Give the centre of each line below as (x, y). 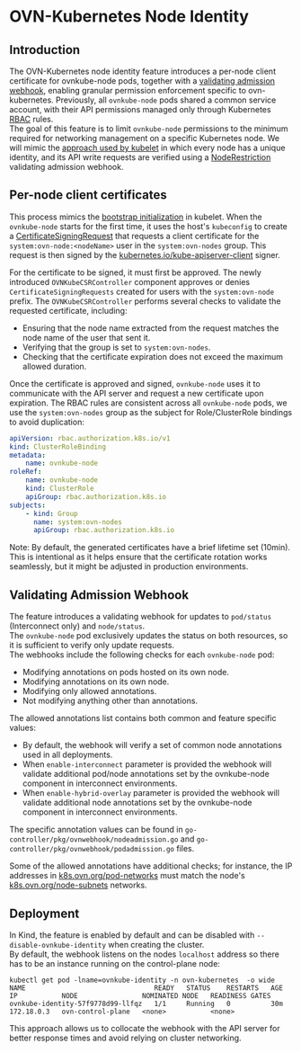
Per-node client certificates (89, 195)
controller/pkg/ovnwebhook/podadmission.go (92, 850)
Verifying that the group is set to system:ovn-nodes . (116, 347)
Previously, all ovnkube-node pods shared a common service (166, 100)
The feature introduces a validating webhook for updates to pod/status (141, 617)
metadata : (28, 455)
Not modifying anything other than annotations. (110, 701)
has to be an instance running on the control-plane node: (115, 963)
